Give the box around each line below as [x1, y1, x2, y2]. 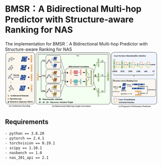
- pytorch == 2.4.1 [5, 136, 45, 141]
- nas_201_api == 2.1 [5, 155, 49, 160]
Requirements [5, 118, 49, 126]
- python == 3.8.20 [5, 131, 45, 136]
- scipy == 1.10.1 [5, 146, 42, 150]
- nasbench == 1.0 [5, 150, 42, 155]
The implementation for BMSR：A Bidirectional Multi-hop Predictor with [5, 41, 148, 46]
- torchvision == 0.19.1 [5, 141, 55, 146]
